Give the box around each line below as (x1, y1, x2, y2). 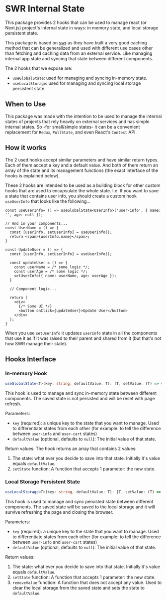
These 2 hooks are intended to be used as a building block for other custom (5, 182, 161, 188)
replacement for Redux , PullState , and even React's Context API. (5, 129, 137, 135)
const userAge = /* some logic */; (14, 269, 88, 274)
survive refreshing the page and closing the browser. (5, 509, 113, 515)
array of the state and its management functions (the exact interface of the (5, 167, 158, 173)
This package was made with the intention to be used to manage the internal (5, 113, 162, 119)
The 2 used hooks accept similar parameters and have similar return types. (5, 156, 159, 162)
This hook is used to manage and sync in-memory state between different (5, 390, 157, 396)
